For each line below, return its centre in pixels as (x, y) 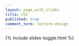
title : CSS (17, 14)
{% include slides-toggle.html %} (40, 38)
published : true (22, 19)
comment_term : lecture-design (37, 24)
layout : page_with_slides (32, 10)
